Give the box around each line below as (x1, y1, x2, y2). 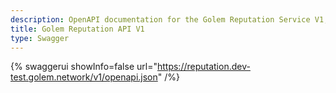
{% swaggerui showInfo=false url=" (10, 61, 158, 73)
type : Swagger (10, 33, 70, 43)
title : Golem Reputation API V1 (10, 24, 145, 34)
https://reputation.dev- (156, 61, 251, 73)
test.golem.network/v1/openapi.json (10, 71, 158, 83)
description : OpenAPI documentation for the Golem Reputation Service (10, 14, 311, 25)
